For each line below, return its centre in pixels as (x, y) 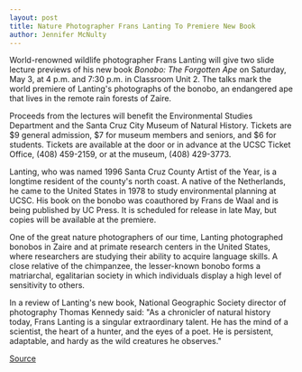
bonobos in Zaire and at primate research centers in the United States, (140, 247)
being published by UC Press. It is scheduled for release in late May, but (143, 210)
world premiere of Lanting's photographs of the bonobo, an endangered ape (151, 89)
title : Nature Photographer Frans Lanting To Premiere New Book (133, 26)
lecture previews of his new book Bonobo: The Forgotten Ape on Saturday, (148, 70)
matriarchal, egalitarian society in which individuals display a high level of (146, 275)
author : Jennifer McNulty (58, 34)
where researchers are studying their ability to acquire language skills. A (143, 256)
